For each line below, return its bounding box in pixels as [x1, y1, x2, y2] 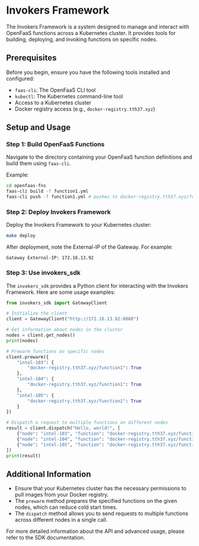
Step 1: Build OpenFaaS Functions [6, 140, 105, 149]
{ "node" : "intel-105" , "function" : [17, 442, 105, 448]
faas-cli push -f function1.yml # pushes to [6, 194, 118, 200]
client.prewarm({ [6, 354, 49, 360]
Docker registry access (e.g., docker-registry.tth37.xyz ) [14, 105, 156, 113]
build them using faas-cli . [6, 160, 71, 167]
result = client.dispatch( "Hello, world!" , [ [6, 425, 120, 431]
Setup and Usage [6, 123, 71, 133]
